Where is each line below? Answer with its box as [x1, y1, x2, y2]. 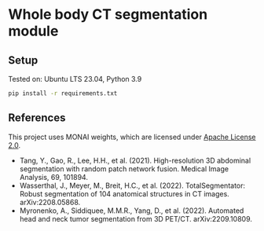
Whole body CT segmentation [8, 5, 208, 24]
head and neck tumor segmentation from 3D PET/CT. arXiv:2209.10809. [19, 214, 253, 223]
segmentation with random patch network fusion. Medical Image [19, 163, 229, 174]
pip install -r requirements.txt [8, 90, 118, 97]
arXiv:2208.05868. [19, 197, 81, 207]
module [8, 22, 59, 40]
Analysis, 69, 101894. [19, 172, 89, 181]
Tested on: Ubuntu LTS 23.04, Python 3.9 [8, 75, 142, 83]
